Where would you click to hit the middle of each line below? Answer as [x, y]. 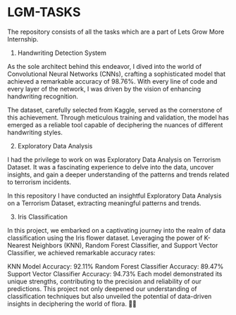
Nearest [19, 245]
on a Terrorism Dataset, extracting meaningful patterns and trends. [104, 203]
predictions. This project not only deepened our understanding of [102, 288]
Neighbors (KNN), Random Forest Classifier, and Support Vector [125, 245]
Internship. [23, 39]
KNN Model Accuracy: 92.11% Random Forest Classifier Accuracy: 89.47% [116, 266]
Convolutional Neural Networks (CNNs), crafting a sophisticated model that [117, 74]
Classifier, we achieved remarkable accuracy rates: [82, 252]
